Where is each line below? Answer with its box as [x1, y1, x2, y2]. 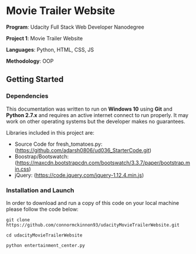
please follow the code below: [6, 205, 79, 212]
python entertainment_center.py [6, 242, 85, 248]
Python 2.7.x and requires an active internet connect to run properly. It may [6, 111, 189, 118]
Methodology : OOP [6, 57, 54, 64]
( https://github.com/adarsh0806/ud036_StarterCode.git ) [14, 146, 151, 153]
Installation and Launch [6, 186, 75, 194]
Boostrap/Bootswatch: [14, 153, 69, 160]
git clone [6, 217, 31, 223]
